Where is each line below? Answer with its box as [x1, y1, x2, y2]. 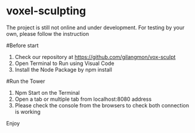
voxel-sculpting [6, 4, 86, 18]
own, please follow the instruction [6, 30, 89, 37]
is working [14, 108, 41, 115]
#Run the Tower [6, 78, 46, 85]
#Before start [6, 42, 39, 49]
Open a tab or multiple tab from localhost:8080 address [14, 95, 152, 103]
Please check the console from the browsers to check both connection [14, 101, 190, 109]
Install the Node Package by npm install [14, 66, 112, 73]
